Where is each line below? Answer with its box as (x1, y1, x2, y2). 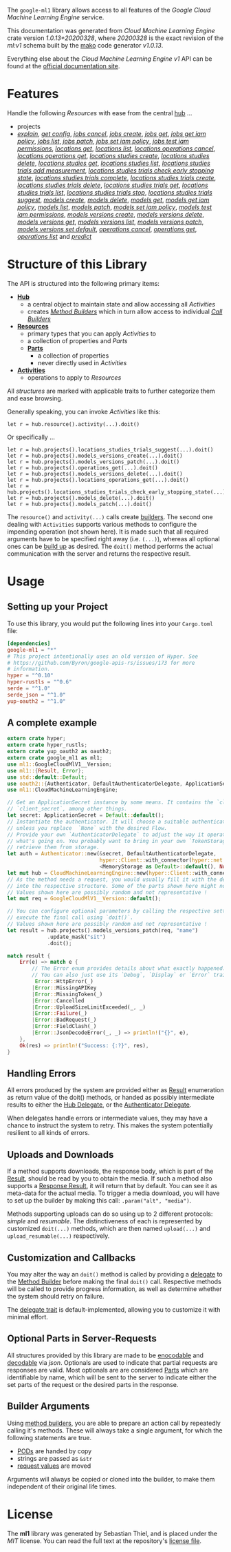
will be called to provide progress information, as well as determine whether (7, 1285, 222, 1293)
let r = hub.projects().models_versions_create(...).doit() (7, 452, 184, 459)
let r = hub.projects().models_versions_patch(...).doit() (7, 458, 180, 465)
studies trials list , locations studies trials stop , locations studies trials (16, 188, 213, 196)
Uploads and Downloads (7, 1149, 114, 1161)
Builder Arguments (7, 1401, 90, 1413)
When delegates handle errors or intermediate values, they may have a (7, 1114, 208, 1123)
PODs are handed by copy (16, 1446, 92, 1455)
